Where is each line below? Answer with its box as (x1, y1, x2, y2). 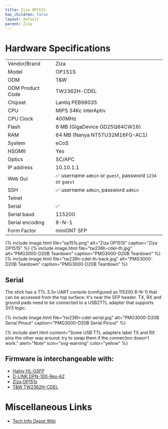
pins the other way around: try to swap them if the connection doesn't (5, 335, 149, 340)
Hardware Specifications (5, 43, 111, 54)
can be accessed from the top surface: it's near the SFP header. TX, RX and (5, 294, 161, 300)
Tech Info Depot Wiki (12, 418, 56, 424)
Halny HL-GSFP (12, 368, 45, 374)
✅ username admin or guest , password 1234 (55, 172, 157, 179)
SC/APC (55, 156, 75, 163)
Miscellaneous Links (5, 401, 92, 412)
